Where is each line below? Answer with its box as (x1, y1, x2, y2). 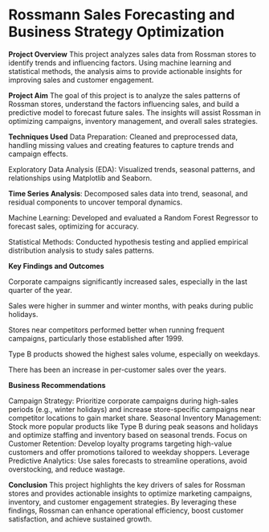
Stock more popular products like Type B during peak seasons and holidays (8, 421, 259, 431)
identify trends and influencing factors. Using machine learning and (8, 58, 231, 68)
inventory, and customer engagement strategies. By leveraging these (8, 497, 237, 506)
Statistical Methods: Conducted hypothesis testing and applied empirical (8, 237, 249, 246)
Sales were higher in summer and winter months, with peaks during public (8, 300, 255, 311)
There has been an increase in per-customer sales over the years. (8, 365, 226, 374)
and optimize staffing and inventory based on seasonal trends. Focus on (8, 430, 247, 439)
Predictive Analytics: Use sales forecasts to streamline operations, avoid (8, 456, 247, 465)
